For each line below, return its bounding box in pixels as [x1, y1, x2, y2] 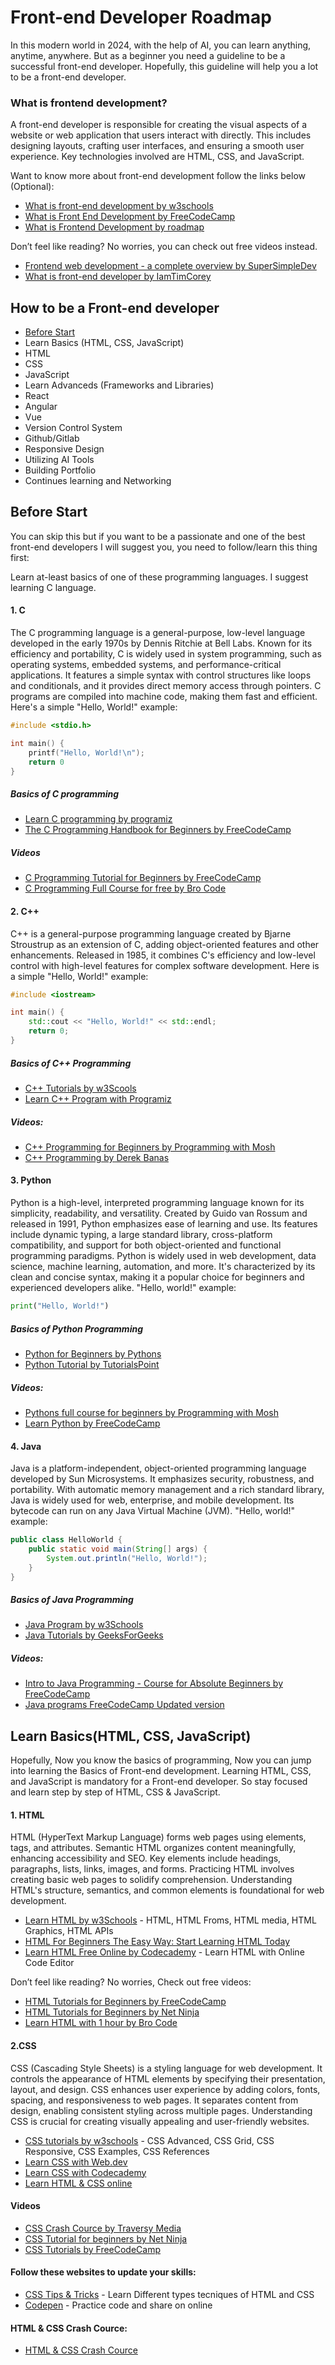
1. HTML [10, 1809, 45, 1821]
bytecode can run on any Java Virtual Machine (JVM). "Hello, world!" [10, 1505, 296, 1517]
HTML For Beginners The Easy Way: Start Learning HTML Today [24, 1936, 291, 1948]
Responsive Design [24, 443, 105, 455]
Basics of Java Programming [10, 1594, 134, 1606]
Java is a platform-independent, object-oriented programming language [10, 1462, 307, 1475]
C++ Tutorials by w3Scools [24, 1082, 137, 1094]
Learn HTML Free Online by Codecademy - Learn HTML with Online [24, 1946, 305, 1958]
